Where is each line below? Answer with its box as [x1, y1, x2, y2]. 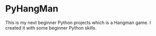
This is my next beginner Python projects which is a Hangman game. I [5, 19, 151, 25]
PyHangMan [5, 3, 59, 14]
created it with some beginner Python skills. [5, 24, 97, 30]
